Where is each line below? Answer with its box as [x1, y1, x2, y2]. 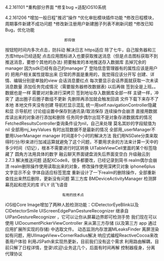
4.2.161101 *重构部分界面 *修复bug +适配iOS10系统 [5, 4, 107, 10]
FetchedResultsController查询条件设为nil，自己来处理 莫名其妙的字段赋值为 [5, 121, 157, 126]
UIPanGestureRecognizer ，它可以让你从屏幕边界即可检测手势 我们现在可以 [5, 214, 157, 220]
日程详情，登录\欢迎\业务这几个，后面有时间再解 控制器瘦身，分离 [22, 245, 156, 250]
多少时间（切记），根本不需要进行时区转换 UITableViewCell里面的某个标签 [5, 145, 153, 151]
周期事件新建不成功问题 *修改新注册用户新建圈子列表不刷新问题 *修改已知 [5, 21, 153, 26]
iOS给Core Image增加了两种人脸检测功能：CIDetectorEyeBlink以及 [5, 202, 139, 208]
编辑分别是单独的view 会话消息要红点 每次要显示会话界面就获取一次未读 [13, 78, 159, 83]
